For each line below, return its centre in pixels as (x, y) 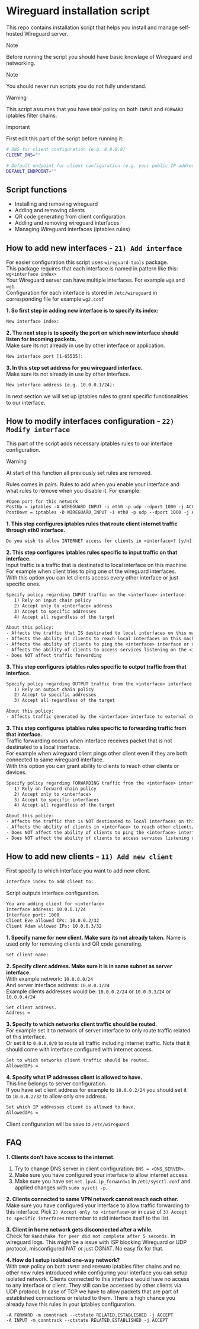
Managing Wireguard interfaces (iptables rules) (72, 229)
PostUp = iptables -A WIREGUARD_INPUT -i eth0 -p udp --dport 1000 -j (95, 507)
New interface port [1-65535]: (45, 356)
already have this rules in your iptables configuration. (71, 1304)
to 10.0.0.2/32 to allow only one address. (57, 1096)
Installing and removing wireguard (56, 204)
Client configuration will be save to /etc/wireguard (68, 1124)
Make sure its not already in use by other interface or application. (86, 345)
